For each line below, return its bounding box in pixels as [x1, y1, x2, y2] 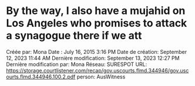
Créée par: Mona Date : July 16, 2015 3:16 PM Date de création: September [6, 48, 187, 55]
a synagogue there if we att [6, 29, 142, 42]
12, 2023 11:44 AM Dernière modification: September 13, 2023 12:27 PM [6, 54, 180, 61]
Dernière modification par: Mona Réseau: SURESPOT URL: [6, 60, 147, 68]
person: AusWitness [76, 73, 126, 80]
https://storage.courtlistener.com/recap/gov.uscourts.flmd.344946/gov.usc [6, 67, 189, 74]
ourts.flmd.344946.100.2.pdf [6, 73, 76, 80]
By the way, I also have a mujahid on [6, 4, 186, 18]
